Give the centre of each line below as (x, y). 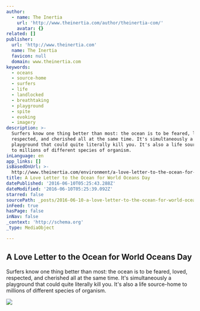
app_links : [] (24, 161)
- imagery (24, 123)
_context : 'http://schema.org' (45, 222)
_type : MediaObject (30, 228)
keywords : (18, 67)
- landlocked (28, 95)
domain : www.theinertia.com (46, 61)
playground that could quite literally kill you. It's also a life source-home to (97, 284)
